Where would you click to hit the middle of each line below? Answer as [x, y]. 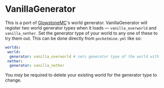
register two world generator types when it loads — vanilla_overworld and [81, 28]
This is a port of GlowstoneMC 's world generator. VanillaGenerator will [76, 23]
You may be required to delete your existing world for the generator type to [81, 75]
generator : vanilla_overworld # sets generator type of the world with [84, 57]
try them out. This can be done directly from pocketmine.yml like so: [73, 38]
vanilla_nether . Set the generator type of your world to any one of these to [82, 33]
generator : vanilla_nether [37, 66]
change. [14, 80]
